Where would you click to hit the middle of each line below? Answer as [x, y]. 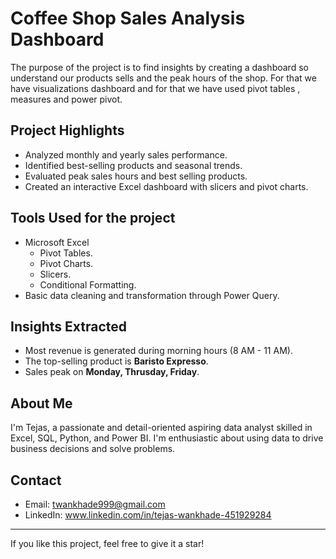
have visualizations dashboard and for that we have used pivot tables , [155, 88]
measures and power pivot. [66, 99]
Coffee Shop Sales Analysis [128, 18]
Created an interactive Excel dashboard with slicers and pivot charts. [166, 186]
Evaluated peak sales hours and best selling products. [136, 176]
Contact [36, 480]
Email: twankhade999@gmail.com [95, 504]
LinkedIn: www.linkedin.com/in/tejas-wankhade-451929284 [148, 515]
